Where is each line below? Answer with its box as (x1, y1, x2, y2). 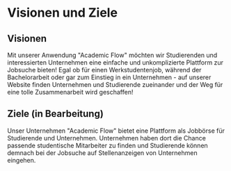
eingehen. (7, 156, 36, 164)
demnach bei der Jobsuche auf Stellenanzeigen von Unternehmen (7, 148, 198, 157)
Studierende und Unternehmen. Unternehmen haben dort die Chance (7, 133, 207, 142)
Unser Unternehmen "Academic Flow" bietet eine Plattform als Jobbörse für (7, 127, 225, 135)
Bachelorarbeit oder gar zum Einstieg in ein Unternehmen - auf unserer (7, 73, 212, 81)
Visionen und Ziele (7, 5, 118, 21)
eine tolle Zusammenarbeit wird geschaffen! (7, 88, 134, 96)
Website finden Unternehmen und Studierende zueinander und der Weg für (7, 81, 223, 88)
